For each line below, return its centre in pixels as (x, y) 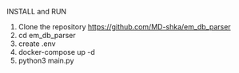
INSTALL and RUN (37, 12)
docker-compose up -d (57, 52)
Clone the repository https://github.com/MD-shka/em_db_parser (125, 27)
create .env (37, 44)
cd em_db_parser (47, 35)
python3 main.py (46, 60)
